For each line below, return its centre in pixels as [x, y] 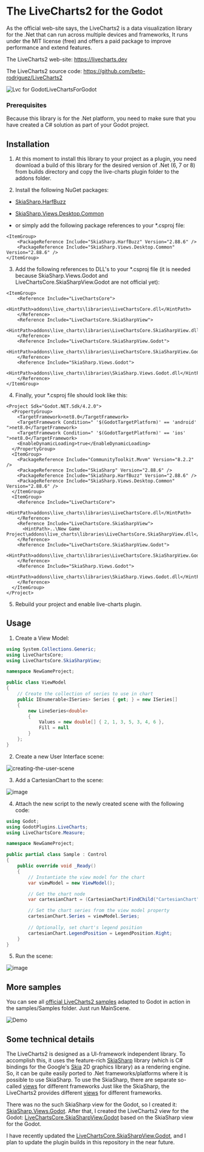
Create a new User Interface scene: [59, 756]
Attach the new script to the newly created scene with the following [99, 804]
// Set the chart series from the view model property [99, 911]
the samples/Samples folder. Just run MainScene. [68, 1008]
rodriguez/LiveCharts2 [34, 77]
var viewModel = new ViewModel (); [72, 883]
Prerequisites [26, 105]
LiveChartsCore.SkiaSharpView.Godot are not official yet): [87, 282]
